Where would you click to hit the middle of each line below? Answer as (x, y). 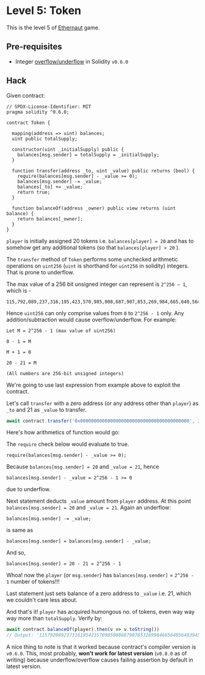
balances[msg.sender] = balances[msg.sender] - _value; (79, 541)
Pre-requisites (34, 47)
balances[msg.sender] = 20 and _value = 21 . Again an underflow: (89, 508)
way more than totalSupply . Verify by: (54, 618)
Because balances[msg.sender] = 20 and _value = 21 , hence (83, 467)
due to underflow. (28, 489)
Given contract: (26, 95)
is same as (20, 530)
